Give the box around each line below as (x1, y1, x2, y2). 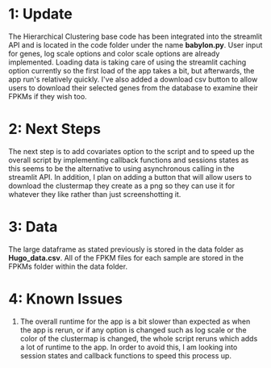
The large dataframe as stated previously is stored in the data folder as (8, 244, 244, 254)
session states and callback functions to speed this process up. (19, 350, 232, 360)
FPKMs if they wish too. (8, 91, 87, 101)
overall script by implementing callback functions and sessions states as (8, 155, 249, 165)
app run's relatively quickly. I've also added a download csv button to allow (8, 74, 258, 84)
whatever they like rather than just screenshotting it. (8, 189, 181, 199)
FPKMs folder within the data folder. (8, 261, 127, 271)
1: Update (8, 5, 73, 23)
